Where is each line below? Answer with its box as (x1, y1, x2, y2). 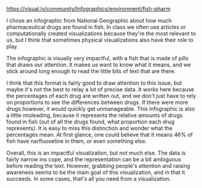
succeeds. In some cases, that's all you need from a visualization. (6, 175, 172, 182)
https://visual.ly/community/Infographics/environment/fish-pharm (6, 5, 171, 12)
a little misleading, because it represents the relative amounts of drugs (6, 112, 183, 119)
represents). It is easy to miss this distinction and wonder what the (6, 125, 173, 131)
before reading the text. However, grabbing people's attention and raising (6, 162, 190, 169)
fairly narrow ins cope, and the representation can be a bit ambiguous (6, 156, 181, 163)
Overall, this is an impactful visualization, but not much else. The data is (6, 149, 186, 156)
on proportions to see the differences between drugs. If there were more (6, 99, 189, 106)
